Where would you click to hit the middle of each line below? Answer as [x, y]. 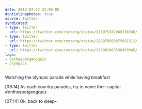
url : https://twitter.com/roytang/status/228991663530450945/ [73, 50]
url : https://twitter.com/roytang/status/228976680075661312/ [73, 41]
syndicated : [17, 23]
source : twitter [21, 18]
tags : [10, 54]
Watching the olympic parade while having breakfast [57, 78]
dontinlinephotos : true [29, 14]
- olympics [16, 63]
